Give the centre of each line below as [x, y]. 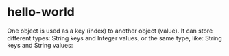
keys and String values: [40, 45]
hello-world [41, 12]
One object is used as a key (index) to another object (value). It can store [110, 31]
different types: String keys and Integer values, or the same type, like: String [115, 38]
